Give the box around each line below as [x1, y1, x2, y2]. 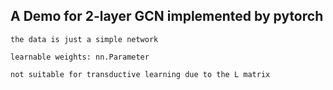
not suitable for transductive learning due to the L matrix [10, 69, 271, 79]
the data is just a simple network [10, 34, 159, 44]
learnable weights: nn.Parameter [10, 52, 150, 62]
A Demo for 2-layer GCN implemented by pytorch [10, 8, 324, 25]
